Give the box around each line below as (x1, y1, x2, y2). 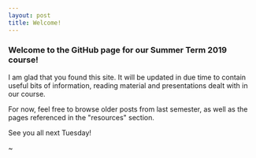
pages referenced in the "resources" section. (8, 112, 155, 122)
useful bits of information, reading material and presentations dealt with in (8, 80, 248, 90)
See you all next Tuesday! (8, 127, 92, 138)
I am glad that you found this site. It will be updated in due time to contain (8, 72, 247, 82)
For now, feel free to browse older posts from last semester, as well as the (8, 104, 248, 114)
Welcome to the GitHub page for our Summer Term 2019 (8, 45, 227, 56)
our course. (8, 89, 46, 98)
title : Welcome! (8, 19, 61, 27)
